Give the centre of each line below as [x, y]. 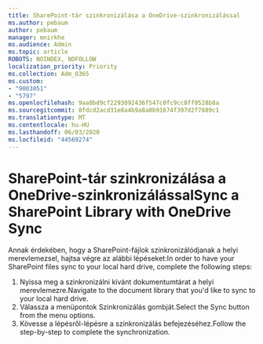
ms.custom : [26, 81]
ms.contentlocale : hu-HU [49, 125]
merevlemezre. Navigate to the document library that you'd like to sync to [137, 291]
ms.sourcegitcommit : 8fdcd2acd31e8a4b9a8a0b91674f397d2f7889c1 [114, 111]
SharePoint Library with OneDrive [120, 212]
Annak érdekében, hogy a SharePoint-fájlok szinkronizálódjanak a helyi [123, 250]
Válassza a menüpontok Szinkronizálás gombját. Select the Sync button [134, 307]
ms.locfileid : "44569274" [50, 139]
